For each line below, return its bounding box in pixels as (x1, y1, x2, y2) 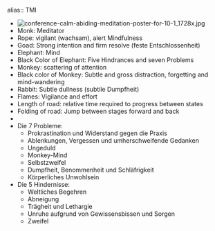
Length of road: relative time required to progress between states (17, 100, 204, 108)
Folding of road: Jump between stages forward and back (17, 107, 180, 115)
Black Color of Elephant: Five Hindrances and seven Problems (17, 56, 194, 64)
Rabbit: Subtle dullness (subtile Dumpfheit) (17, 86, 140, 93)
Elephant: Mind (17, 48, 61, 57)
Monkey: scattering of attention (17, 63, 107, 71)
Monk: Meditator (17, 27, 65, 34)
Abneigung (27, 195, 59, 203)
